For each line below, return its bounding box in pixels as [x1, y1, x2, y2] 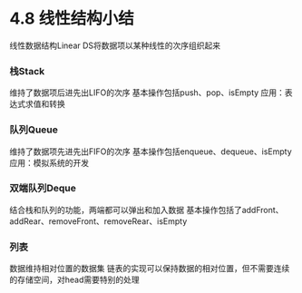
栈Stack [9, 64, 45, 77]
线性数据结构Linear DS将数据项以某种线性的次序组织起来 [9, 40, 221, 51]
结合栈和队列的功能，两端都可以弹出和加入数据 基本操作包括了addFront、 [9, 204, 284, 215]
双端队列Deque [9, 182, 77, 195]
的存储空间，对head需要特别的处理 [9, 274, 141, 286]
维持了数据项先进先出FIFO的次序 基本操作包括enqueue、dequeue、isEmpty [9, 146, 292, 157]
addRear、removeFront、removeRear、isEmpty [9, 215, 188, 227]
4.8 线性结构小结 [9, 8, 134, 29]
